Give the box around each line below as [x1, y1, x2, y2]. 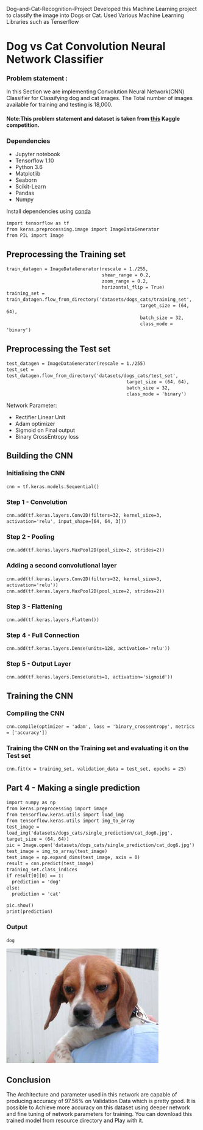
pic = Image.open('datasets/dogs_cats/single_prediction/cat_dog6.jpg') [6, 842, 195, 849]
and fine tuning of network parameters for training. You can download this [6, 1110, 193, 1118]
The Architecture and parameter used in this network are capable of [6, 1091, 177, 1098]
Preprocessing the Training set [6, 249, 126, 259]
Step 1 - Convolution [6, 497, 68, 506]
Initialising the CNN [6, 469, 65, 478]
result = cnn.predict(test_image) [6, 860, 94, 867]
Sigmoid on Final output [15, 426, 75, 434]
